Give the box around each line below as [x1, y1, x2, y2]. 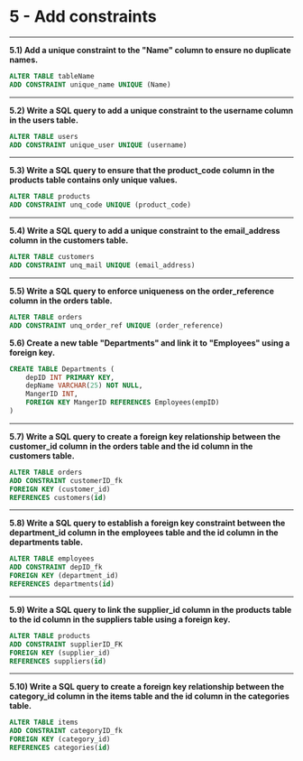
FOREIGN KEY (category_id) [9, 735, 111, 744]
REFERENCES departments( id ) [9, 580, 115, 589]
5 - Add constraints [9, 6, 158, 27]
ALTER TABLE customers [9, 253, 95, 262]
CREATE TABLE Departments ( [9, 364, 115, 374]
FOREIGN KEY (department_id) [9, 571, 119, 580]
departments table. [9, 537, 84, 548]
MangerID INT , [25, 390, 78, 399]
